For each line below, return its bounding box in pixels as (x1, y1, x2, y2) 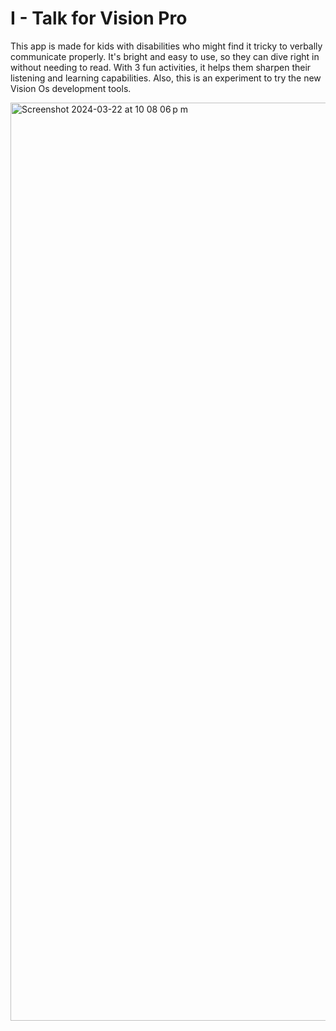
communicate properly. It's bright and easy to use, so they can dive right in (10, 50, 320, 62)
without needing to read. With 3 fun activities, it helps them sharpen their (10, 61, 312, 73)
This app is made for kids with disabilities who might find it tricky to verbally (10, 40, 323, 52)
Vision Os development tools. (10, 82, 132, 94)
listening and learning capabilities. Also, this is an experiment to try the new (10, 72, 322, 84)
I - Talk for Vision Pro (10, 7, 188, 30)
